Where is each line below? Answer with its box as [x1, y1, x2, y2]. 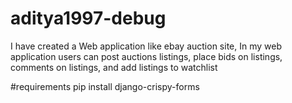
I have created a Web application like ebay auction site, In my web [10, 40, 282, 52]
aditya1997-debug [10, 7, 167, 30]
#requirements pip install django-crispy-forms [10, 80, 200, 92]
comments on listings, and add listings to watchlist [10, 61, 218, 73]
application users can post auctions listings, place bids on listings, [10, 50, 283, 62]
